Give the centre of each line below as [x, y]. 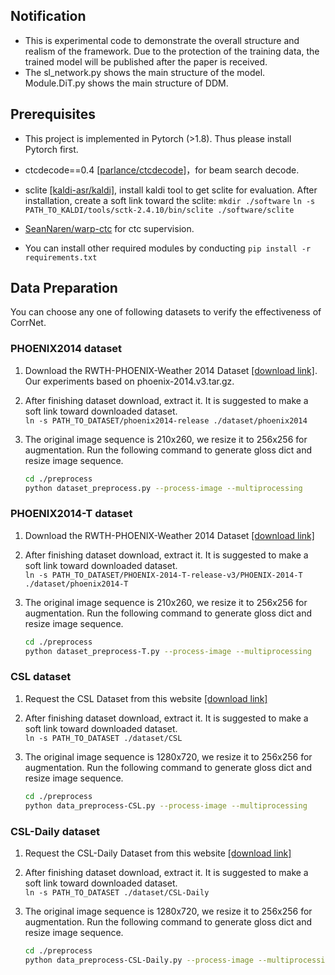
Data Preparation [64, 288]
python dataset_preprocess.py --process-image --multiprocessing [163, 488]
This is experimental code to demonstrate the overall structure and [162, 40]
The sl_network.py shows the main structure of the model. [145, 72]
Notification [48, 16]
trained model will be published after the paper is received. [146, 61]
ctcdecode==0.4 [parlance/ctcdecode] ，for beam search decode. [162, 170]
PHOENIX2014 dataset [66, 349]
